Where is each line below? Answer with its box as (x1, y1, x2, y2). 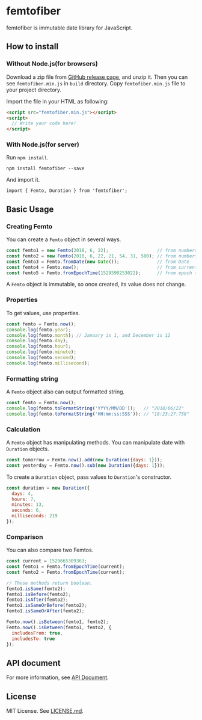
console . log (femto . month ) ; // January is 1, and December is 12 (6, 332, 171, 338)
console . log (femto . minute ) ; (6, 349, 77, 355)
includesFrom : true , (11, 630, 63, 636)
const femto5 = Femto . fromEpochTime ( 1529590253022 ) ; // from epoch (6, 269, 192, 276)
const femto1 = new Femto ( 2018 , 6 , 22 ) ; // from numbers (6, 248, 198, 254)
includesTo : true (11, 636, 55, 642)
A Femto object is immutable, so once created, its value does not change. (6, 281, 186, 288)
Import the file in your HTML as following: (6, 97, 109, 105)
